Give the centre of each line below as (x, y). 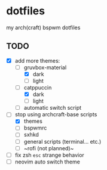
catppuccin (38, 87)
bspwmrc (35, 128)
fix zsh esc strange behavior (50, 155)
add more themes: (37, 60)
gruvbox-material (45, 67)
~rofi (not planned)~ (49, 148)
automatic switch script (53, 108)
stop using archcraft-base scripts (56, 115)
